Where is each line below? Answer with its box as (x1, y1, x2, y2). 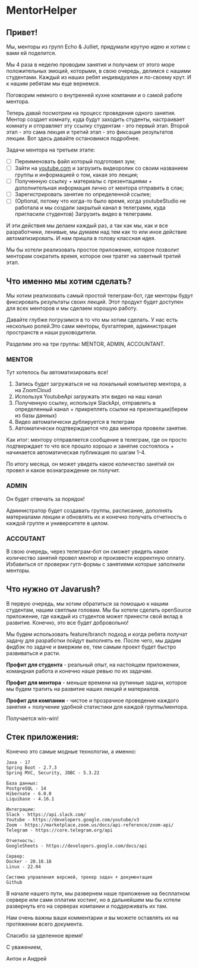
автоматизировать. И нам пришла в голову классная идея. (6, 235, 156, 242)
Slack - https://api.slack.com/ (6, 811, 86, 817)
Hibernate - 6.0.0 (6, 790, 52, 796)
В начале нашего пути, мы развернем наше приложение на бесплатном (6, 889, 190, 897)
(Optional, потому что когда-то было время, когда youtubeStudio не (14, 197, 187, 204)
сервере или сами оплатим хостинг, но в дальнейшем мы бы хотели (6, 896, 181, 903)
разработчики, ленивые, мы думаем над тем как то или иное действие (6, 228, 187, 235)
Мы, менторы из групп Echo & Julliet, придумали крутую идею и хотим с (6, 43, 191, 50)
